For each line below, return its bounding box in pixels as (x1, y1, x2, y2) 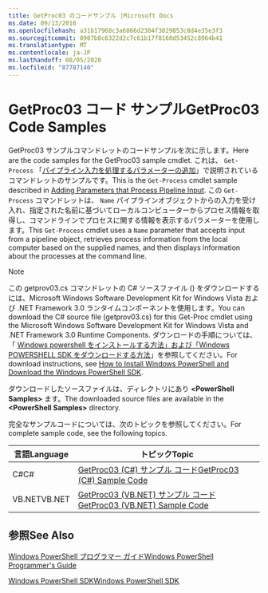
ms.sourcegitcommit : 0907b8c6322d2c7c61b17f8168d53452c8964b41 (8, 34, 223, 42)
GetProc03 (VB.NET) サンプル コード (77, 488, 217, 500)
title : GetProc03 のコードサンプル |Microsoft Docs (8, 11, 174, 20)
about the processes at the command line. (8, 251, 148, 260)
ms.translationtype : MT (8, 42, 88, 49)
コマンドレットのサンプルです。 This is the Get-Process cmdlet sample (8, 175, 238, 184)
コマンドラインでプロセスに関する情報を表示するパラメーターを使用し (29, 215, 260, 224)
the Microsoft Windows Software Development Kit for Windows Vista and (8, 320, 249, 330)
